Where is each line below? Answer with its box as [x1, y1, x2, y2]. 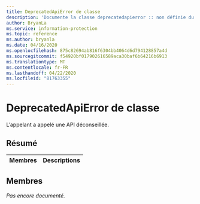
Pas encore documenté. [6, 192, 65, 199]
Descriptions [43, 156, 81, 165]
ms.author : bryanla [6, 36, 55, 42]
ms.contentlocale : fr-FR [6, 64, 68, 71]
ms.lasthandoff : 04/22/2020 [6, 70, 77, 76]
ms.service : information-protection [6, 25, 98, 32]
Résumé [6, 138, 38, 148]
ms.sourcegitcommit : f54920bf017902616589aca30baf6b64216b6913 [6, 53, 168, 59]
